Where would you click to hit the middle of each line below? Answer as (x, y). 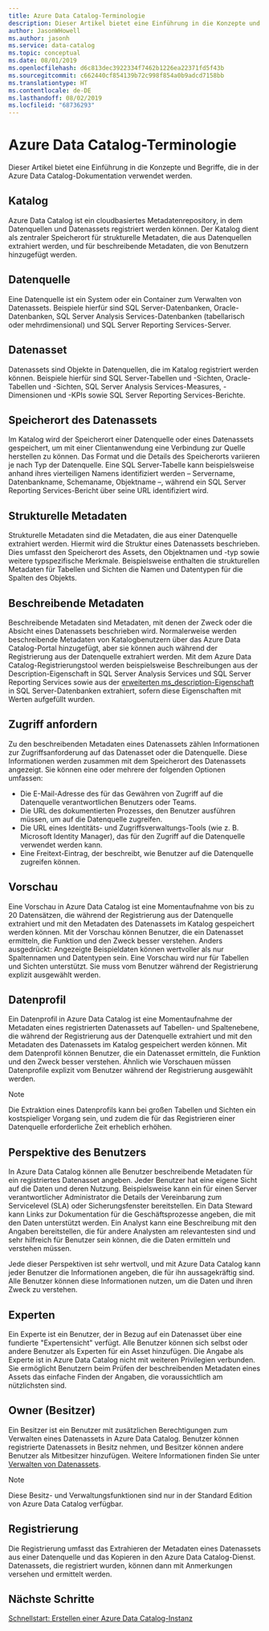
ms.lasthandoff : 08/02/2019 (55, 98)
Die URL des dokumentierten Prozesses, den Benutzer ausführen (127, 810)
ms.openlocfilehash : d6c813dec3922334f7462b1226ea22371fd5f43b (116, 68)
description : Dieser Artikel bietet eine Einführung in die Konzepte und (134, 23)
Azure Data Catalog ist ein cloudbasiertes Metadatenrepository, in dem (126, 220)
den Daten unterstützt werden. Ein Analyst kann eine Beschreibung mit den (132, 1223)
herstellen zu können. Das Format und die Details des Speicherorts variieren (134, 457)
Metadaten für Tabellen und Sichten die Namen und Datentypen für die (126, 569)
